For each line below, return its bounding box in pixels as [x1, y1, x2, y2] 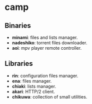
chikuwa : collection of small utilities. [11, 94, 87, 100]
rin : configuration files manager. [11, 73, 78, 79]
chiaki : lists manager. [11, 83, 56, 89]
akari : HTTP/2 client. [11, 89, 55, 95]
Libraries [4, 59, 33, 68]
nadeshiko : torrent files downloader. [11, 40, 87, 46]
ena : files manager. [11, 78, 52, 84]
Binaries [4, 21, 31, 30]
